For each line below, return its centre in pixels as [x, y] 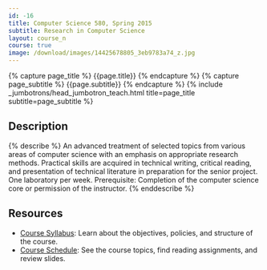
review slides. [42, 258]
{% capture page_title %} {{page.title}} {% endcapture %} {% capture [123, 76]
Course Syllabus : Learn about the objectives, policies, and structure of [136, 232]
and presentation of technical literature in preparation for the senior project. [133, 171]
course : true [30, 46]
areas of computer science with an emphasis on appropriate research [123, 154]
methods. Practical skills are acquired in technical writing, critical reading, [130, 163]
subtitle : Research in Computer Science [77, 30]
